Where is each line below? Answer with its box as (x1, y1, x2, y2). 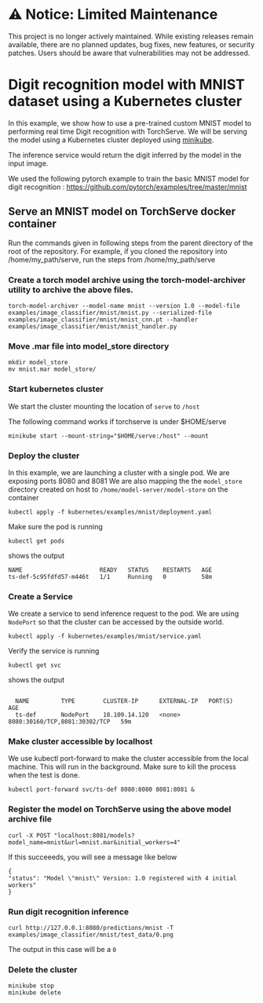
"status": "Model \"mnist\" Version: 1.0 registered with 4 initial (8, 874, 237, 882)
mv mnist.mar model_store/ (8, 365, 97, 374)
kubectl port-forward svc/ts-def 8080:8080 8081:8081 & (8, 785, 195, 794)
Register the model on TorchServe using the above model (8, 803, 232, 814)
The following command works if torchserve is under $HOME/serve (8, 416, 227, 426)
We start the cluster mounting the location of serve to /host (8, 401, 200, 411)
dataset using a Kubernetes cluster (8, 93, 243, 111)
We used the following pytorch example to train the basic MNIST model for (8, 174, 250, 183)
